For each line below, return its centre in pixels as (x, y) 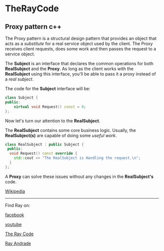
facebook (15, 215)
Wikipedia (15, 191)
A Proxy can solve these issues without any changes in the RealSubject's (79, 176)
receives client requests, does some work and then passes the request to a (81, 49)
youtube (13, 224)
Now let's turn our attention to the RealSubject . (53, 121)
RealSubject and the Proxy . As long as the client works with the (69, 69)
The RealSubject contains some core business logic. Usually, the (71, 130)
